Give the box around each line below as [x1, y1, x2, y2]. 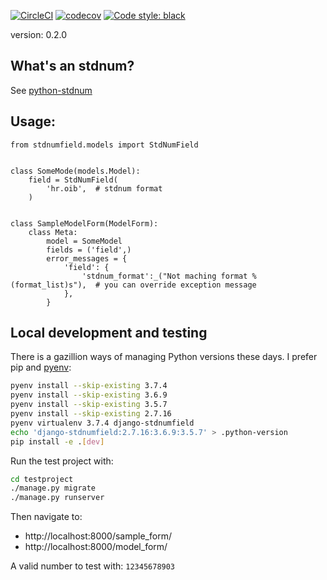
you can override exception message [104, 280, 257, 290]
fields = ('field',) [46, 245, 132, 255]
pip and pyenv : [10, 361, 72, 374]
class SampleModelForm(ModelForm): [10, 218, 159, 229]
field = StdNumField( [28, 175, 118, 185]
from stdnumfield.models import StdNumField [10, 140, 199, 150]
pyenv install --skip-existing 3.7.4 [10, 381, 168, 391]
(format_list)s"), [10, 280, 87, 290]
